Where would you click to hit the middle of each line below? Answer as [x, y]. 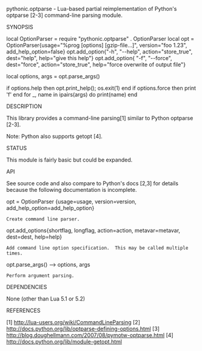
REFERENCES [23, 310]
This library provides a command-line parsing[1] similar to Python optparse [100, 118]
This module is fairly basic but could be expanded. [69, 160]
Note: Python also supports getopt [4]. [55, 136]
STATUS [17, 148]
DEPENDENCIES [27, 287]
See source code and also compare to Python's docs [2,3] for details [93, 183]
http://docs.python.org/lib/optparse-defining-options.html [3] [83, 329]
